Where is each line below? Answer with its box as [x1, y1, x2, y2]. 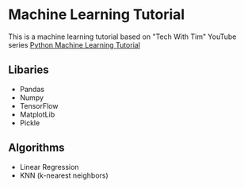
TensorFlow [19, 101, 59, 110]
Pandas [19, 84, 45, 94]
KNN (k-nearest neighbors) [19, 171, 109, 180]
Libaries [8, 63, 49, 77]
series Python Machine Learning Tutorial [8, 40, 141, 49]
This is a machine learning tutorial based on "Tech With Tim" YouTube [8, 32, 237, 41]
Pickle [19, 117, 40, 128]
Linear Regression [19, 162, 79, 171]
